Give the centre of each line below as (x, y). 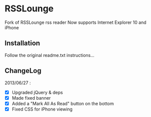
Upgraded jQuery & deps (37, 92)
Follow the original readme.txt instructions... (50, 55)
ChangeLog (23, 71)
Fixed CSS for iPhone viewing (42, 109)
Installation (22, 43)
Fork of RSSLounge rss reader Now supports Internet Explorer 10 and (75, 22)
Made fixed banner (31, 98)
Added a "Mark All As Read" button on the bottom (63, 103)
